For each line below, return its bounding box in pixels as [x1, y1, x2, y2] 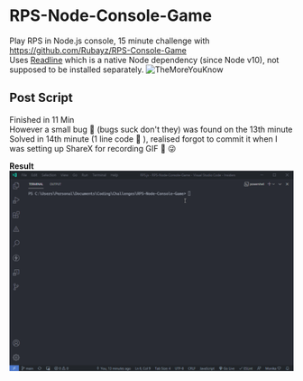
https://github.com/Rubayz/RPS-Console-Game [9, 44, 188, 55]
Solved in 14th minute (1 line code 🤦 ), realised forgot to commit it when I [9, 133, 278, 144]
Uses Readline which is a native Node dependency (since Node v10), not [9, 54, 280, 65]
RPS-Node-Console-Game [9, 5, 212, 26]
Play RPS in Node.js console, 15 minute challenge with [9, 35, 210, 46]
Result [9, 160, 34, 172]
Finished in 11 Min [9, 114, 75, 125]
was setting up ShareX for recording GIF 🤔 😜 [9, 143, 177, 153]
